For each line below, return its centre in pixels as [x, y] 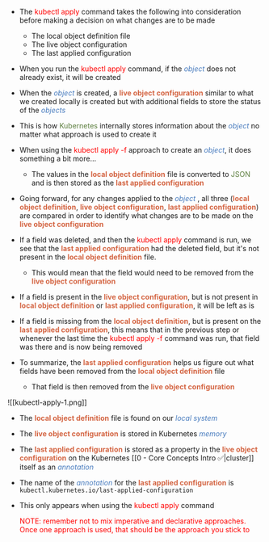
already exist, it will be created [70, 77]
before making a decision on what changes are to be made [117, 20]
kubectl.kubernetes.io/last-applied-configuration [106, 490]
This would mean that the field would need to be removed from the [142, 273]
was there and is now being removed [81, 347]
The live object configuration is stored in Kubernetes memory [123, 434]
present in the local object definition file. [88, 257]
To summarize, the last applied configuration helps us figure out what [137, 362]
